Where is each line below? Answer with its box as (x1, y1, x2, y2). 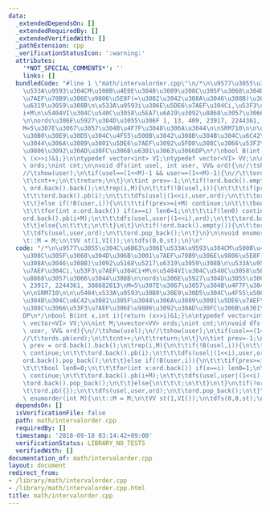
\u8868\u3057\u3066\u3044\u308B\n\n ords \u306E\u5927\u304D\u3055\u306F (22, 274, 268, 282)
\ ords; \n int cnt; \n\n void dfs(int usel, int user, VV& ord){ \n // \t (22, 162, 257, 170)
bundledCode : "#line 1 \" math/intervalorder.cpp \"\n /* (15, 79, 203, 87)
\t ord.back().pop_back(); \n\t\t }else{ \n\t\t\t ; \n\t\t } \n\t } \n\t (22, 379, 243, 387)
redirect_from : (8, 469, 59, 477)
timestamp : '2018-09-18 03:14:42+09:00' (15, 431, 153, 439)
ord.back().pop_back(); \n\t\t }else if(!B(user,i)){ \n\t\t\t (22, 356, 228, 365)
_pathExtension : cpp (15, 42, 84, 50)
